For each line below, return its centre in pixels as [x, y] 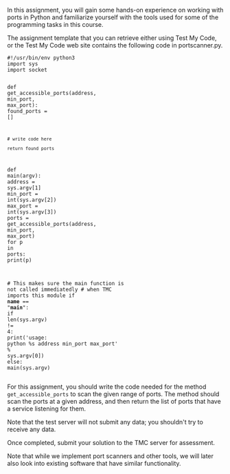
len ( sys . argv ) [27, 320]
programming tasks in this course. [56, 24]
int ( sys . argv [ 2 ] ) [32, 200]
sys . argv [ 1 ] [24, 188]
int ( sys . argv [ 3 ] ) [32, 212]
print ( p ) [20, 260]
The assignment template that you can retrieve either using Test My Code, [112, 38]
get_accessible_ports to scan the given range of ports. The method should [113, 394]
